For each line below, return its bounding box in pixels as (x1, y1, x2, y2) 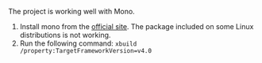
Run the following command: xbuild (19, 39, 137, 48)
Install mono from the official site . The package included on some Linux (19, 22, 254, 31)
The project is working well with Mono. (8, 7, 135, 16)
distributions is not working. (19, 31, 111, 39)
